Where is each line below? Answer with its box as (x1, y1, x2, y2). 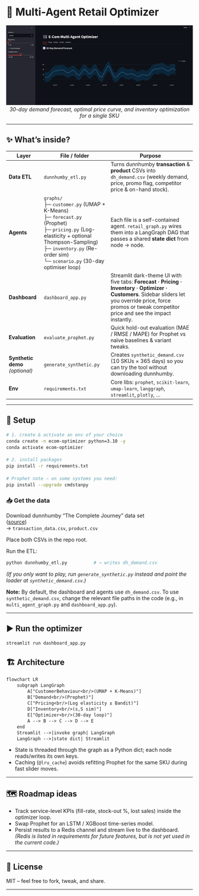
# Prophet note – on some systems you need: (6, 476, 118, 482)
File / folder (60, 152, 89, 160)
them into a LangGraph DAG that (110, 229, 190, 236)
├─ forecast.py (43, 213, 82, 220)
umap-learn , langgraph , (110, 385, 166, 392)
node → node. (110, 241, 145, 248)
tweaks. (110, 343, 130, 350)
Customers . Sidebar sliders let (110, 291, 185, 298)
